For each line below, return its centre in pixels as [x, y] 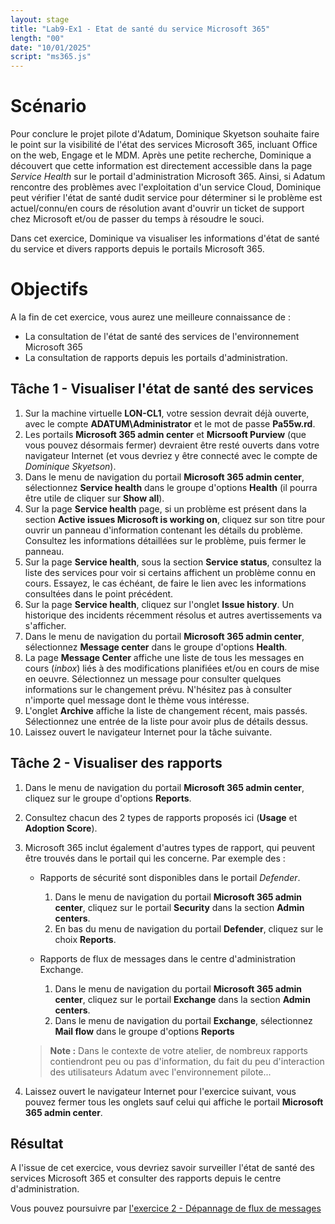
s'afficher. [45, 625]
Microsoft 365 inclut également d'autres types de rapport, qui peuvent [170, 847]
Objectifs [49, 289]
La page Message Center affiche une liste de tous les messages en [164, 657]
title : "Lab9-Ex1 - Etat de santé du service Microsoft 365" [140, 29]
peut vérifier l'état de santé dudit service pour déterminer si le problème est [166, 198]
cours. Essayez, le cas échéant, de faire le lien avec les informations [165, 583]
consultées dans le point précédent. [99, 593]
